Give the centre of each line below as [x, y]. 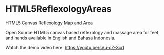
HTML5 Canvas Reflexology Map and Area [49, 23]
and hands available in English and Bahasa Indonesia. [60, 38]
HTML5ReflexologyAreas [58, 9]
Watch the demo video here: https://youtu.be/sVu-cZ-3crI [65, 47]
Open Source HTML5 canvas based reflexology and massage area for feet [82, 32]
